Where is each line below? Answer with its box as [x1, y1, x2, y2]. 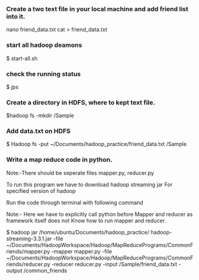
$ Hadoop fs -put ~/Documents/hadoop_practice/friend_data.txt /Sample [6, 141, 187, 148]
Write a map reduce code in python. [6, 156, 113, 164]
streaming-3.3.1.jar [6, 235, 52, 242]
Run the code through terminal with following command [6, 199, 144, 206]
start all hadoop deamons [6, 41, 83, 49]
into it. [6, 12, 26, 20]
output [6, 267, 23, 274]
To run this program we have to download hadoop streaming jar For [6, 181, 173, 188]
